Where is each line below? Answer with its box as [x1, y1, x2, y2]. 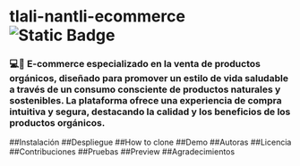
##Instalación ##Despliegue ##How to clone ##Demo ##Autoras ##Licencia [9, 137, 292, 148]
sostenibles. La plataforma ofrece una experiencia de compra [9, 95, 282, 107]
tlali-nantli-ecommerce [9, 6, 186, 27]
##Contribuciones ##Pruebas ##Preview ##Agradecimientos [9, 146, 236, 157]
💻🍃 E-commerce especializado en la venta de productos [9, 58, 261, 71]
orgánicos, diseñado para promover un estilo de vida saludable [9, 72, 289, 85]
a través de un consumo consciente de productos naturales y [9, 83, 281, 95]
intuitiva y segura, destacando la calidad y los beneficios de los [9, 105, 291, 118]
